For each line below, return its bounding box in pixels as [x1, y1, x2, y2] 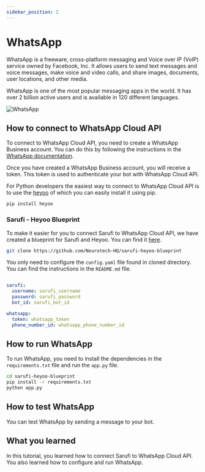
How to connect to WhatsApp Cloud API [6, 123, 162, 133]
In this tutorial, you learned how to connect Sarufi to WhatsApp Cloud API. [6, 452, 193, 459]
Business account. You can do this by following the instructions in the [6, 146, 182, 153]
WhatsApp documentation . [6, 152, 74, 160]
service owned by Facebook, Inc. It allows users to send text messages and [6, 62, 198, 69]
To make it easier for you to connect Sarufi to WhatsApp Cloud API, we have [6, 229, 199, 236]
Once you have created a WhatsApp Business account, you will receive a [6, 164, 191, 171]
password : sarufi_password [12, 294, 81, 300]
